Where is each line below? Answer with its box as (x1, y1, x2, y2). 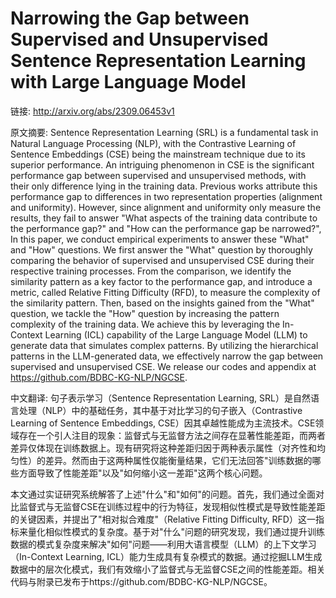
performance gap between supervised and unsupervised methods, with (10, 169, 307, 181)
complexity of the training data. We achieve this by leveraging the (10, 318, 281, 330)
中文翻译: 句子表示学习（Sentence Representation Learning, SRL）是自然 (10, 392, 311, 404)
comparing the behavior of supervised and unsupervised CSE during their (10, 254, 315, 266)
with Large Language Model (10, 71, 247, 94)
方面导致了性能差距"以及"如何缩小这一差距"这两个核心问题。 (18, 467, 268, 479)
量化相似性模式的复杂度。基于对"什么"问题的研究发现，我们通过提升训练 (27, 525, 326, 537)
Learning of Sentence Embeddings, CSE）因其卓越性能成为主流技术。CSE (10, 417, 316, 429)
